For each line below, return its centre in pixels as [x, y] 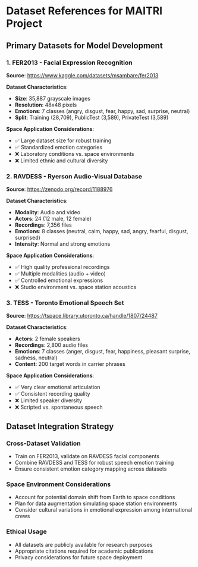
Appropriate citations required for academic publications [84, 551]
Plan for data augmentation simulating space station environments [96, 503]
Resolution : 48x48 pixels [46, 105]
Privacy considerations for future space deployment [78, 557]
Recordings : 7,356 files [43, 225]
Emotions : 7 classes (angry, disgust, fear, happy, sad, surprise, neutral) [102, 111]
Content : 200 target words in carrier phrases [70, 364]
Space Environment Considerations [59, 484]
